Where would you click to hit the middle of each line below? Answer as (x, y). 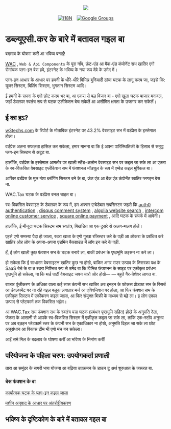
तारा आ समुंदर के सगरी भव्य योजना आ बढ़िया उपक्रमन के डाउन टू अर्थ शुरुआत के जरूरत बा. (79, 368)
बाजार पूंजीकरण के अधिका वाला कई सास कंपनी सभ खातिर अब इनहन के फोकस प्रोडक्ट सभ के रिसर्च (86, 284)
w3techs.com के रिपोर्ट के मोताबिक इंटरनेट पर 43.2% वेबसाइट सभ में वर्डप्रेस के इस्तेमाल (81, 130)
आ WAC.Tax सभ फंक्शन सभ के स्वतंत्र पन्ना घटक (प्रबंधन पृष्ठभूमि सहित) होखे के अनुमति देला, (82, 312)
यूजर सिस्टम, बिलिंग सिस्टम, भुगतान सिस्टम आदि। (46, 85)
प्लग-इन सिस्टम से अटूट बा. (28, 152)
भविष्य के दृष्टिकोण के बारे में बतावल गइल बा (56, 420)
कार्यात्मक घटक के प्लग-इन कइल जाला (37, 393)
